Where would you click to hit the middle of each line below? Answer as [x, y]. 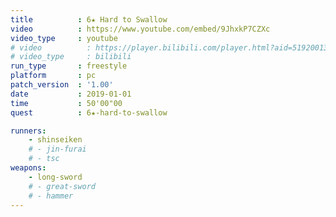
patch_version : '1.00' [62, 85]
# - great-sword [62, 186]
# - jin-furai [57, 149]
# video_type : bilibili [71, 57]
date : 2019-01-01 [71, 94]
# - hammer [51, 196]
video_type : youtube [64, 38]
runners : [28, 131]
